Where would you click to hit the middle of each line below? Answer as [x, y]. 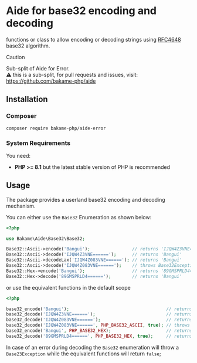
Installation [27, 99]
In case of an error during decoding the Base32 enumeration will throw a [93, 347]
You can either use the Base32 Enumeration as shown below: [79, 217]
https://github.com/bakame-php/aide [51, 81]
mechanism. [21, 206]
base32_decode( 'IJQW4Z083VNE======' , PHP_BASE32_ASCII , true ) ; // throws [98, 325]
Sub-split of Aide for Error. [38, 68]
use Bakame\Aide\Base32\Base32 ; [45, 239]
